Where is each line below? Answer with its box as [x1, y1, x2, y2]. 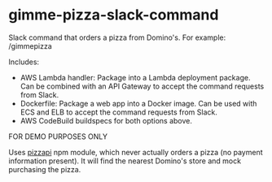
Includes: [8, 57, 39, 67]
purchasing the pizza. [8, 164, 81, 174]
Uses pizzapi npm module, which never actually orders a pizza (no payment [8, 147, 263, 157]
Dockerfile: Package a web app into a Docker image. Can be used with [20, 98, 257, 108]
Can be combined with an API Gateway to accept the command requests [20, 81, 265, 91]
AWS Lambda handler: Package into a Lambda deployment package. [20, 72, 251, 82]
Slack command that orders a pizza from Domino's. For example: [8, 32, 226, 42]
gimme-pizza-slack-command [8, 6, 219, 24]
